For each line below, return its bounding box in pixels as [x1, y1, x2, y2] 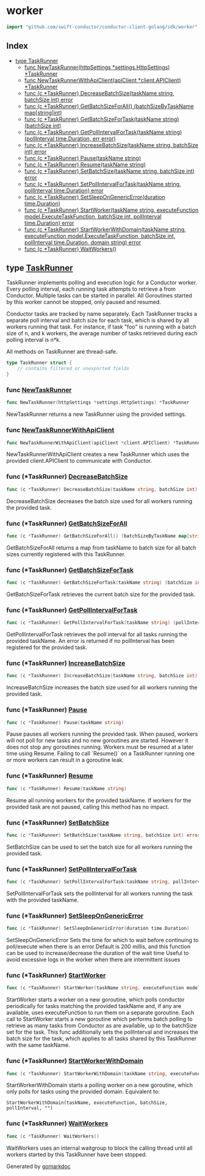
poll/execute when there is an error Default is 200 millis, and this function [6, 943, 191, 950]
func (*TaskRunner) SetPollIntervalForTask [6, 865, 137, 873]
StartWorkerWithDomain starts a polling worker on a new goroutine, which [6, 1081, 193, 1089]
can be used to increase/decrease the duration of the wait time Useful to [6, 949, 189, 957]
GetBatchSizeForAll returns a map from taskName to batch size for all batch [6, 544, 196, 551]
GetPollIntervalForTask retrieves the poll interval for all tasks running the [6, 631, 187, 638]
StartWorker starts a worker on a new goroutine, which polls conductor [6, 996, 185, 1003]
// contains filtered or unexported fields [17, 366, 130, 372]
